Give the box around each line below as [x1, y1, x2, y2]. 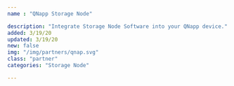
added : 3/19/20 [7, 29, 52, 36]
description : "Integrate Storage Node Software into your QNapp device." [7, 22, 228, 30]
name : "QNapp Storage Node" [7, 10, 93, 17]
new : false [7, 43, 39, 50]
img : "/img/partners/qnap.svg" [7, 49, 99, 56]
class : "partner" [7, 55, 58, 63]
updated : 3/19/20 [7, 36, 58, 43]
